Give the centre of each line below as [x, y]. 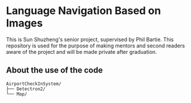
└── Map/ [17, 94]
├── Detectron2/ [26, 89]
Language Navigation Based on [83, 11]
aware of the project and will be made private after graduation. [81, 51]
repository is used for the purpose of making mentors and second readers [95, 46]
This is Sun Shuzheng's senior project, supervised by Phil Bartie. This [90, 39]
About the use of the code [54, 71]
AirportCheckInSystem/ [34, 84]
